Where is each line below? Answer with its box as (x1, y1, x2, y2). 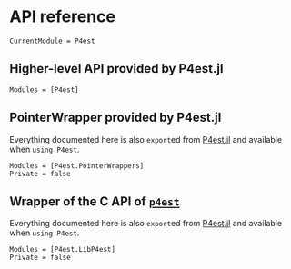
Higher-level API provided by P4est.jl (9, 61, 224, 76)
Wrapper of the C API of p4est (9, 194, 180, 209)
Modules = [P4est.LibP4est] (9, 245, 116, 254)
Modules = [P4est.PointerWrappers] (9, 161, 145, 170)
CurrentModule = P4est (9, 36, 95, 45)
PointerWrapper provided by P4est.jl (9, 110, 222, 125)
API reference (9, 6, 116, 27)
